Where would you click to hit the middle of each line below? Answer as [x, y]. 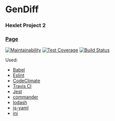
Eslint [18, 76]
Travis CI [22, 86]
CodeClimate [26, 81]
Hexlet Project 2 [26, 26]
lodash [20, 103]
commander [25, 97]
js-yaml [21, 108]
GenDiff [22, 9]
